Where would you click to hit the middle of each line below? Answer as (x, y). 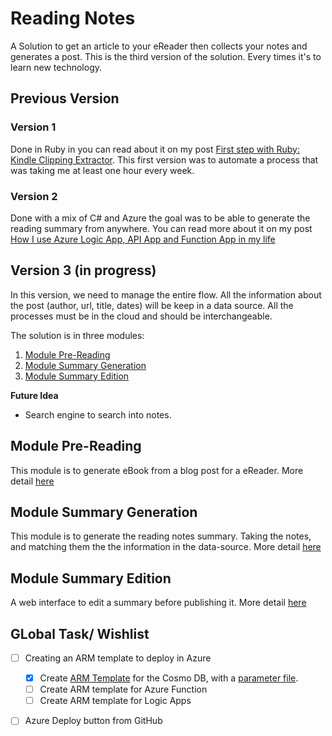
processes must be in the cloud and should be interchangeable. (141, 316)
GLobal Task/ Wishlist (80, 633)
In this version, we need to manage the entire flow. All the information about (166, 294)
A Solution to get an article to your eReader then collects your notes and (159, 46)
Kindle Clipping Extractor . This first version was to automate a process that (164, 159)
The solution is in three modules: (77, 335)
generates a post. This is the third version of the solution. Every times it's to (166, 56)
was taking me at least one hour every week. (102, 170)
